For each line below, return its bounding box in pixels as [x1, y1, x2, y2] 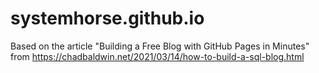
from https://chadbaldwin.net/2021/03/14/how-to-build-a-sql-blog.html [10, 50, 305, 62]
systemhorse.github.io [10, 7, 205, 30]
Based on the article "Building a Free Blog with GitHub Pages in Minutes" [10, 40, 310, 52]
